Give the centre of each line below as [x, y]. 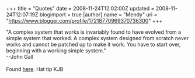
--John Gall [20, 57]
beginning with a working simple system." [56, 51]
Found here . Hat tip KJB [35, 69]
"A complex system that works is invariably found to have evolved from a [94, 32]
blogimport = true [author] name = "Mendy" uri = [98, 15]
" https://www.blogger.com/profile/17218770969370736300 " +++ [84, 21]
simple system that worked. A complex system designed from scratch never [97, 38]
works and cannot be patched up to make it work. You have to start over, [93, 44]
